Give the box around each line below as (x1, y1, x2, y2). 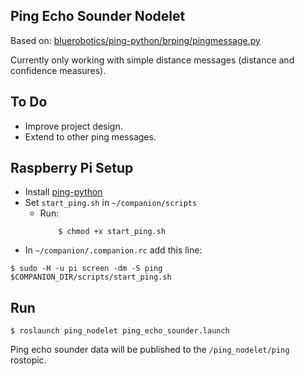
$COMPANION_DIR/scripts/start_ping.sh (10, 272, 172, 283)
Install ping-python (24, 186, 103, 198)
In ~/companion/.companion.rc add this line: (24, 244, 203, 256)
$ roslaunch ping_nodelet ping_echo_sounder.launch (10, 326, 230, 336)
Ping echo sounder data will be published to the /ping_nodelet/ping (10, 344, 290, 356)
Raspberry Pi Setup (10, 160, 134, 177)
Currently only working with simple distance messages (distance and (10, 54, 295, 66)
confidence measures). (10, 64, 107, 76)
